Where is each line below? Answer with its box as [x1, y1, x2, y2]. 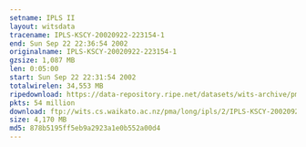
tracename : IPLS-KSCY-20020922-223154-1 [9, 30, 166, 39]
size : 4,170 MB [9, 115, 67, 124]
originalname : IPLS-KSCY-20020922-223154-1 [9, 47, 178, 57]
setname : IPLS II [9, 13, 76, 23]
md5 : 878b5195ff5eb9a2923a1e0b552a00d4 [9, 124, 161, 133]
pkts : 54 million [9, 98, 76, 108]
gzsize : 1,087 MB [9, 56, 76, 65]
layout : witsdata [9, 22, 76, 31]
